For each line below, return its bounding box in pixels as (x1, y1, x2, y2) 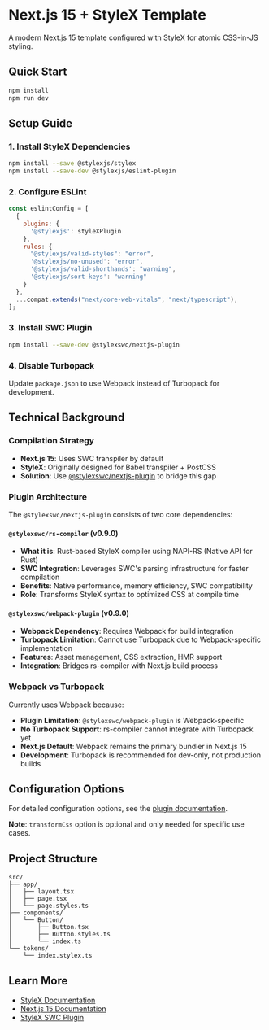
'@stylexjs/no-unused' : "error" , (29, 258, 144, 266)
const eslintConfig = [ (8, 205, 89, 213)
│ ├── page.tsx (8, 895, 67, 903)
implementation (20, 644, 73, 653)
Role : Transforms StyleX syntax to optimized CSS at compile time (20, 590, 240, 600)
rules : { (23, 242, 53, 251)
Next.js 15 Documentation (20, 1004, 106, 1014)
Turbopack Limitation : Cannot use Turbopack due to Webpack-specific (20, 635, 262, 644)
